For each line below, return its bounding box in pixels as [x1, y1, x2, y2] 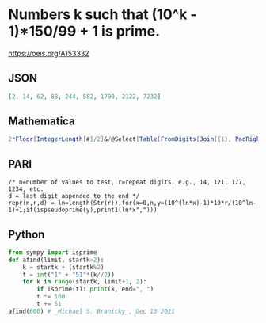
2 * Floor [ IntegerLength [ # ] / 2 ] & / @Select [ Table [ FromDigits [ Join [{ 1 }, [8, 135, 232, 143]
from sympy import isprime [8, 248, 97, 256]
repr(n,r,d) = [8, 199, 55, 207]
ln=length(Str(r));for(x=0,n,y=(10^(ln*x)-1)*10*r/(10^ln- [58, 199, 257, 207]
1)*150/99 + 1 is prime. [8, 22, 161, 40]
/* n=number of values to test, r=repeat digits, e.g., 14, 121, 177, [8, 178, 246, 187]
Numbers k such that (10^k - [8, 6, 197, 24]
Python [8, 227, 45, 241]
